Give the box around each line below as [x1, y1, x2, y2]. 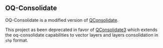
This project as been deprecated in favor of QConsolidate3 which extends [5, 27, 157, 33]
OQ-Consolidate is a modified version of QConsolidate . [5, 17, 118, 23]
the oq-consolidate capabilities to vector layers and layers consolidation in [5, 32, 158, 38]
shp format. [5, 37, 28, 43]
